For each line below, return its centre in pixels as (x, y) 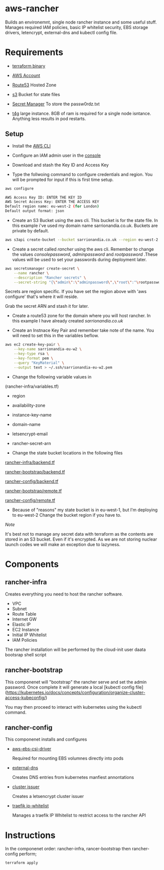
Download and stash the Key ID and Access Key (60, 165)
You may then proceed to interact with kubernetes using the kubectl (73, 707)
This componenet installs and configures (46, 739)
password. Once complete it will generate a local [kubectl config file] (74, 687)
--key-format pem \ (34, 358)
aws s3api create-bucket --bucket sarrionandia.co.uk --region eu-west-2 (82, 240)
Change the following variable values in (52, 377)
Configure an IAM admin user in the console (56, 155)
